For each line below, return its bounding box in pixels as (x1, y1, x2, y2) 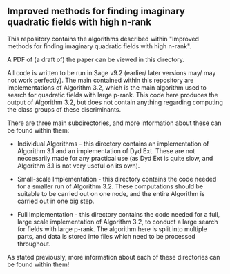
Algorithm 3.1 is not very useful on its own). (17, 162, 140, 170)
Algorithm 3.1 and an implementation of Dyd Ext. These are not (17, 146, 195, 155)
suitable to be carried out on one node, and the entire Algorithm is (17, 189, 205, 197)
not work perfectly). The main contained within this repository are (7, 76, 194, 84)
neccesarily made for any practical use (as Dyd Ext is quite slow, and (17, 154, 213, 162)
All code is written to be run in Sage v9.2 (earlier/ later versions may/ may (7, 68, 216, 77)
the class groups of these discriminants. (7, 105, 122, 113)
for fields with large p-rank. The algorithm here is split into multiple (17, 224, 207, 233)
